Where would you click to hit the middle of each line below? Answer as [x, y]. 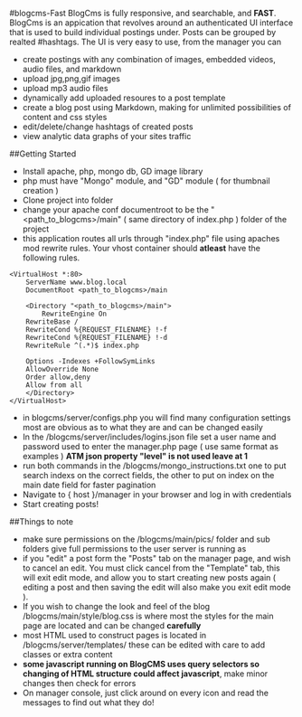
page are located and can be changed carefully [112, 626]
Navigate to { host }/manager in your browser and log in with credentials [157, 495]
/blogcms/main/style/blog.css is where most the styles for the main [148, 616]
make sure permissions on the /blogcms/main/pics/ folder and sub [146, 539]
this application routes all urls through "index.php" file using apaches [151, 238]
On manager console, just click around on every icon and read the [146, 693]
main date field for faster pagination [89, 485]
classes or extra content [67, 654]
